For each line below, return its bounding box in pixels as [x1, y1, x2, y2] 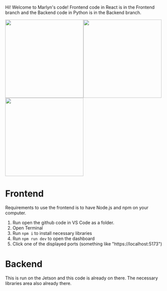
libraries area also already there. [5, 280, 71, 286]
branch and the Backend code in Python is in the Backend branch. [5, 10, 141, 16]
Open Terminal [12, 225, 43, 231]
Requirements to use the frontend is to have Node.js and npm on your [5, 204, 149, 210]
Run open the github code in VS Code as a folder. [12, 219, 114, 225]
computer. [5, 210, 26, 216]
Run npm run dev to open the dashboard [12, 235, 95, 241]
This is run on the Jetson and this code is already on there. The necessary [5, 275, 158, 281]
